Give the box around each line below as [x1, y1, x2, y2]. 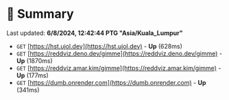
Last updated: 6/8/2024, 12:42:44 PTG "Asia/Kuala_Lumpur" [6, 29, 183, 37]
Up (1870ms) [16, 56, 53, 64]
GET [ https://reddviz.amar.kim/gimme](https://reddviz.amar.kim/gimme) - [16, 64, 221, 72]
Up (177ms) [16, 71, 49, 79]
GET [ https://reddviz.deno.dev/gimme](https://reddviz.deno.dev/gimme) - [16, 49, 223, 58]
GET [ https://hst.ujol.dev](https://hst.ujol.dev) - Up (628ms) [16, 42, 182, 50]
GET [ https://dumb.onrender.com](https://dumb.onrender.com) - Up [16, 78, 206, 86]
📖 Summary [6, 6, 74, 22]
